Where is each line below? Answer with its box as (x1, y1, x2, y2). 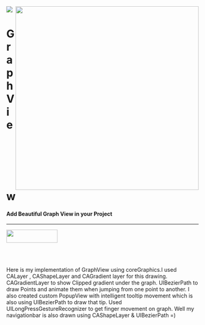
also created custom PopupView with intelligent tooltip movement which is (6, 292, 193, 299)
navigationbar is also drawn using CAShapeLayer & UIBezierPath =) (6, 312, 176, 319)
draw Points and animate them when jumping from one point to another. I (6, 286, 190, 293)
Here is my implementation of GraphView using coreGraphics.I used (6, 266, 177, 274)
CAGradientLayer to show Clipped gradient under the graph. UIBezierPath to (6, 279, 198, 286)
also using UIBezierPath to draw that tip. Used (6, 299, 122, 306)
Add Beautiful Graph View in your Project (6, 210, 113, 217)
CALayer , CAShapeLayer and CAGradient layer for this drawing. (6, 272, 168, 280)
